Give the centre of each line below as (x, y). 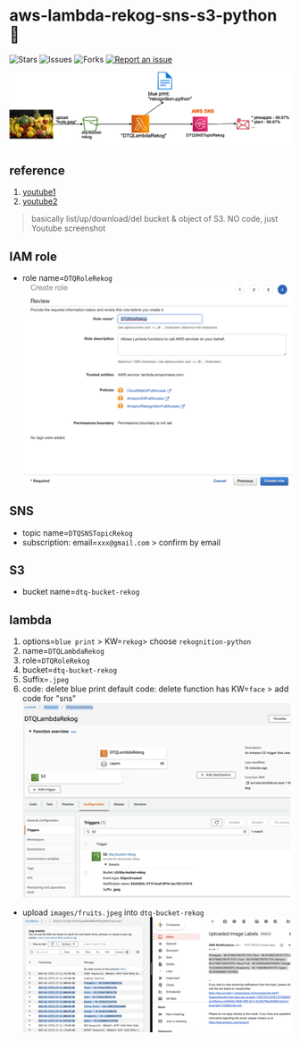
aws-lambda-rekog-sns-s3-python (143, 16)
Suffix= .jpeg (46, 680)
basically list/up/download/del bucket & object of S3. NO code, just (154, 219)
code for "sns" (49, 699)
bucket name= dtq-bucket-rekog (81, 592)
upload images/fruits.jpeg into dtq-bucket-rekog (113, 912)
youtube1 (39, 192)
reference (37, 170)
